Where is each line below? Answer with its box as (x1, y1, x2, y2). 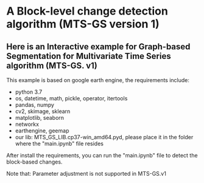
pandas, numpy (15, 102, 55, 108)
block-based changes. (6, 158, 63, 165)
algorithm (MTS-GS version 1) (6, 17, 160, 31)
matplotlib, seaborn (15, 114, 65, 121)
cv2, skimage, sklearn (15, 108, 71, 115)
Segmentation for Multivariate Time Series (6, 50, 172, 61)
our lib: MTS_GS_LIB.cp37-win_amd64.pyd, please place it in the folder (15, 134, 194, 140)
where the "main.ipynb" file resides (15, 140, 104, 147)
